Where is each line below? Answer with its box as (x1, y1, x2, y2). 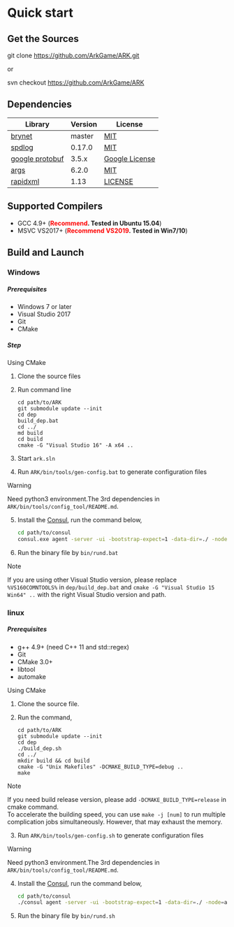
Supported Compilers (7, 201, 103, 213)
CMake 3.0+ (17, 657, 54, 666)
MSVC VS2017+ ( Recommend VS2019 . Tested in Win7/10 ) (17, 226, 188, 235)
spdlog (10, 142, 34, 152)
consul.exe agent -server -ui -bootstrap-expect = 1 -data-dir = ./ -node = (17, 536, 231, 542)
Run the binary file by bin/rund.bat (17, 548, 119, 556)
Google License (103, 154, 156, 164)
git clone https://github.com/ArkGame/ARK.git (7, 51, 140, 59)
